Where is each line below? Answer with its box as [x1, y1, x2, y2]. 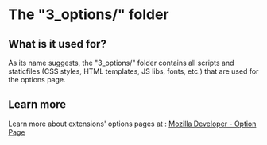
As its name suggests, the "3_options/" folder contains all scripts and [8, 58, 234, 67]
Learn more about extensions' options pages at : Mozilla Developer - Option [8, 119, 257, 128]
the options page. [8, 75, 66, 84]
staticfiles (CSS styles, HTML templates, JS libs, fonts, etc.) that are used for [8, 67, 259, 76]
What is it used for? [8, 37, 107, 51]
